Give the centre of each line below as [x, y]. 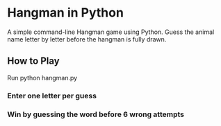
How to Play [34, 61]
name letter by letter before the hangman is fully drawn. [87, 39]
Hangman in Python [65, 13]
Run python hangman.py [42, 78]
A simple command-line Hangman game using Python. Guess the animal [111, 32]
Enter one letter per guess [52, 96]
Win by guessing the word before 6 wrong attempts [96, 114]
